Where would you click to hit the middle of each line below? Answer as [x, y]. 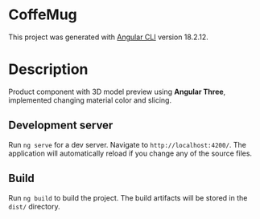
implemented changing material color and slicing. [90, 100]
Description [48, 69]
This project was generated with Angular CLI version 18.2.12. [109, 37]
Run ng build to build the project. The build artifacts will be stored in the [128, 197]
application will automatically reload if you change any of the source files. [130, 153]
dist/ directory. [34, 206]
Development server [61, 126]
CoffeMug [43, 15]
